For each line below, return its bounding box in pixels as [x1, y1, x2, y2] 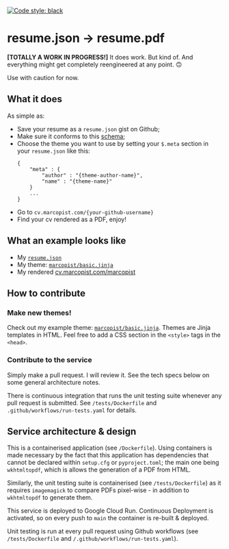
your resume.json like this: [16, 146, 90, 155]
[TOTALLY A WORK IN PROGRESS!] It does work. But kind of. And [7, 53, 193, 61]
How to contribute [7, 288, 86, 299]
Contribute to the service [7, 355, 92, 365]
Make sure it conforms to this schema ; [16, 132, 125, 140]
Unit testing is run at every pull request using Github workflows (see [7, 527, 199, 535]
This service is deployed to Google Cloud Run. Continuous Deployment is [7, 507, 214, 515]
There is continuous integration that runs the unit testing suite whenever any [7, 391, 222, 400]
